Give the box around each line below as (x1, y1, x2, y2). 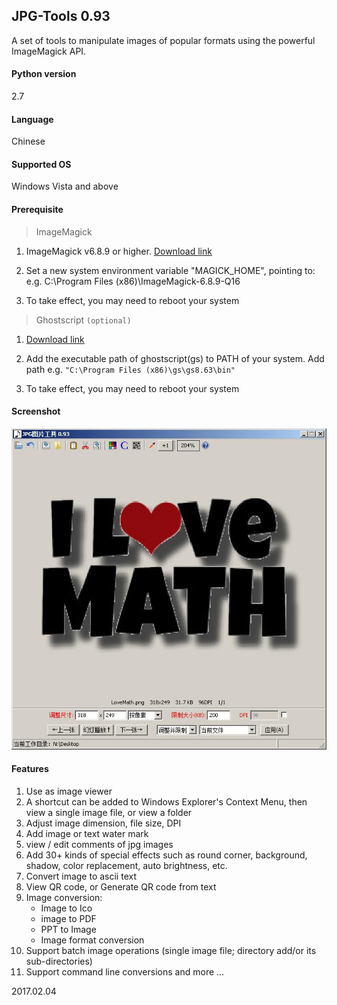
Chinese (11, 135, 46, 148)
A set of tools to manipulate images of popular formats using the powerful (11, 34, 316, 46)
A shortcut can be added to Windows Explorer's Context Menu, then (25, 795, 308, 808)
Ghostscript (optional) (35, 314, 132, 326)
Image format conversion (40, 934, 145, 946)
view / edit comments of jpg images (25, 838, 174, 850)
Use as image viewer (25, 785, 113, 797)
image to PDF (40, 912, 97, 924)
